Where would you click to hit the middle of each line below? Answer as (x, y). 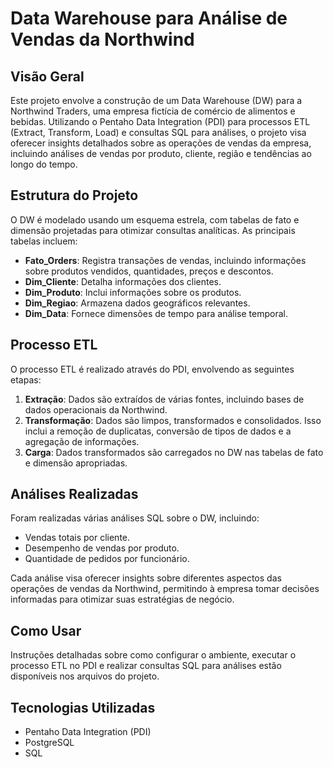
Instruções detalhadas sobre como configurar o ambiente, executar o (153, 655)
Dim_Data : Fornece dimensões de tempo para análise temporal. (156, 313)
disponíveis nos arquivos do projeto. (85, 676)
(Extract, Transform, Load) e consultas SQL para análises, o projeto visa (158, 132)
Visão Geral (47, 76)
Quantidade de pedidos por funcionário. (107, 559)
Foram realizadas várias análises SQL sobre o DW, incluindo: (135, 518)
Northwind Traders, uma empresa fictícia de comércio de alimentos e (153, 111)
